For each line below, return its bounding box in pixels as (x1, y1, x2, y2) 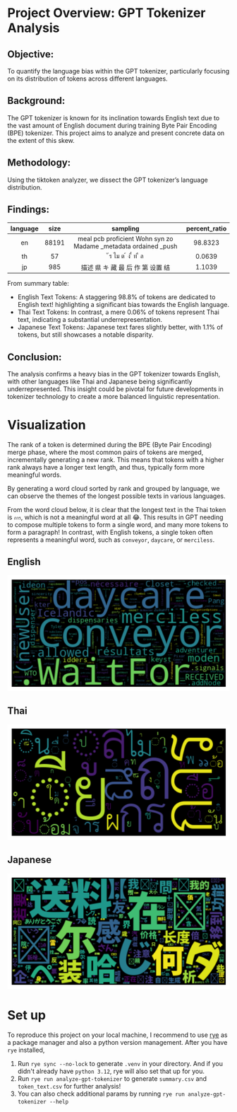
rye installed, (7, 1046, 45, 1055)
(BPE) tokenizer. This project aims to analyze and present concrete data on (7, 129, 225, 137)
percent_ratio (186, 224, 227, 233)
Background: (7, 95, 66, 107)
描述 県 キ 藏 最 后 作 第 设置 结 (80, 263, 171, 272)
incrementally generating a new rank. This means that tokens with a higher (7, 455, 224, 464)
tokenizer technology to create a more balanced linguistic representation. (7, 393, 221, 400)
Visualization (7, 417, 86, 433)
